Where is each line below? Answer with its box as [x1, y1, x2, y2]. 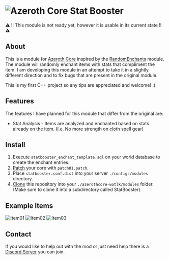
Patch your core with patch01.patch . [12, 165, 89, 171]
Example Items [5, 201, 53, 210]
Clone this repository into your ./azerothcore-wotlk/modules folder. [12, 181, 154, 187]
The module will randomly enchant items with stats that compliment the [5, 61, 155, 67]
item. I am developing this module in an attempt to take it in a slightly [5, 66, 149, 73]
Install [5, 140, 25, 149]
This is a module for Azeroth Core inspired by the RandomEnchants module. [5, 56, 164, 62]
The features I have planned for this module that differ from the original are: [5, 110, 164, 116]
